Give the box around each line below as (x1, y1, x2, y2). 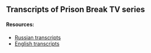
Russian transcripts (14, 34, 61, 41)
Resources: (6, 20, 34, 28)
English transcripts (14, 40, 60, 47)
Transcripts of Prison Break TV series (6, 5, 145, 15)
